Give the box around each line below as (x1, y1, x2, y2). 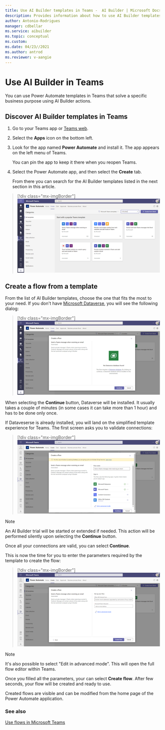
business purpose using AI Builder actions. (5, 98, 92, 104)
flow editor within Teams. (5, 666, 56, 672)
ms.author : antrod (5, 49, 43, 54)
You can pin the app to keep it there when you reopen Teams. (12, 159, 137, 165)
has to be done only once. (5, 410, 58, 416)
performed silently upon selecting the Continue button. (5, 533, 117, 539)
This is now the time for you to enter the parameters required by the (5, 553, 142, 558)
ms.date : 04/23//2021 (5, 44, 50, 49)
